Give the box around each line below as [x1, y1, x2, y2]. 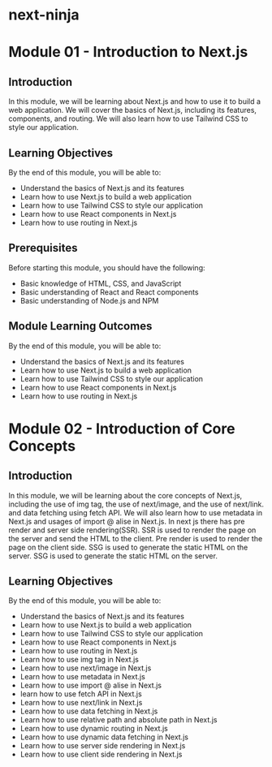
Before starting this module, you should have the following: [8, 262, 205, 273]
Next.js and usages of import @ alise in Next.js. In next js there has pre [8, 516, 245, 526]
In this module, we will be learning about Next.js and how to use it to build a [8, 97, 261, 106]
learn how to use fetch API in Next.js [19, 689, 142, 699]
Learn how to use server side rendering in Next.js [19, 741, 186, 751]
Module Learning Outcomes [8, 319, 153, 334]
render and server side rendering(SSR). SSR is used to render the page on [8, 525, 257, 535]
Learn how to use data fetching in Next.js [19, 706, 158, 716]
